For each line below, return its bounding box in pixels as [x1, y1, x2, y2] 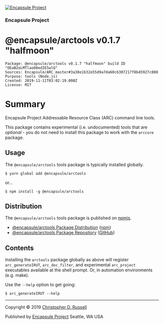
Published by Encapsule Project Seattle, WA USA [5, 314, 103, 320]
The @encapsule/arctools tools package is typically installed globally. [5, 161, 144, 168]
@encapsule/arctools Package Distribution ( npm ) [12, 225, 111, 230]
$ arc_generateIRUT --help [5, 291, 60, 296]
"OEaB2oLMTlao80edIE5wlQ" [5, 65, 58, 70]
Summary [5, 99, 45, 110]
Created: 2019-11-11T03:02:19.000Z [5, 78, 78, 83]
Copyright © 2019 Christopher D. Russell [5, 305, 87, 310]
